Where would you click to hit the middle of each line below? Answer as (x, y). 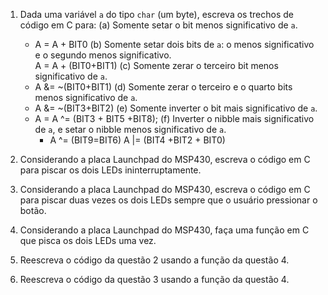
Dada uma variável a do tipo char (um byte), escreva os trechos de (156, 14)
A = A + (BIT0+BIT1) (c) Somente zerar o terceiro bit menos (156, 65)
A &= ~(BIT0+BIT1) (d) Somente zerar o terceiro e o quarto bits (163, 87)
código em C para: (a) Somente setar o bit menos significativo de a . (158, 25)
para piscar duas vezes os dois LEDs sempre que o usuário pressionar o (168, 200)
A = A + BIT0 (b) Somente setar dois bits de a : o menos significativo (174, 44)
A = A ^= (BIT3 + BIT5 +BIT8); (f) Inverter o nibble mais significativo (174, 118)
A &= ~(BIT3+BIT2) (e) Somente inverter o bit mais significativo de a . (176, 108)
